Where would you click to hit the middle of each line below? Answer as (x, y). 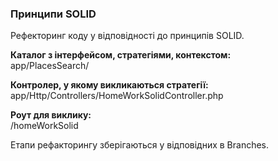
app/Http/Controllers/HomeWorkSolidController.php (117, 96)
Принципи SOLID (53, 14)
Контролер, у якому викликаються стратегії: (109, 85)
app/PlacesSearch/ (50, 66)
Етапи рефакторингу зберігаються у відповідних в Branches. (140, 145)
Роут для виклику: (51, 115)
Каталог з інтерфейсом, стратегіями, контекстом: (121, 55)
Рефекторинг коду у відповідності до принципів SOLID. (127, 36)
